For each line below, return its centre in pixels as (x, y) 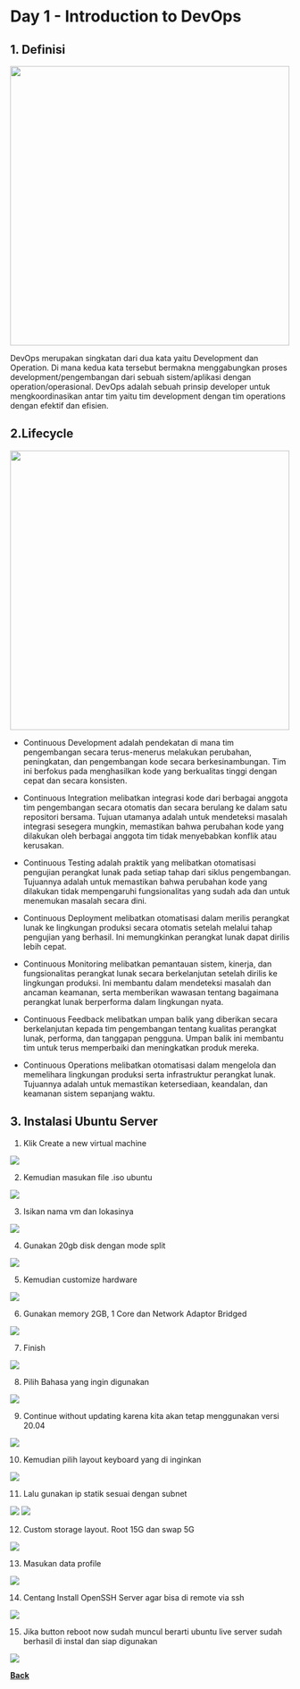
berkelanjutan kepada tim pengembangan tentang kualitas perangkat (150, 1028)
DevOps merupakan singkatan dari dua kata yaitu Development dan (134, 358)
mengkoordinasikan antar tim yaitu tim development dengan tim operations (148, 396)
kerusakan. (43, 845)
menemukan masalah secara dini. (85, 900)
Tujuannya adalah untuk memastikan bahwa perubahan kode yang (145, 882)
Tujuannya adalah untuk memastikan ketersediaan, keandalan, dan (146, 1084)
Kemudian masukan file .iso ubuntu (87, 1177)
